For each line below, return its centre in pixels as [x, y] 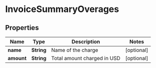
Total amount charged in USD [86, 58]
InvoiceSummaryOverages [62, 9]
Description [86, 42]
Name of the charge [75, 50]
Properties [22, 28]
